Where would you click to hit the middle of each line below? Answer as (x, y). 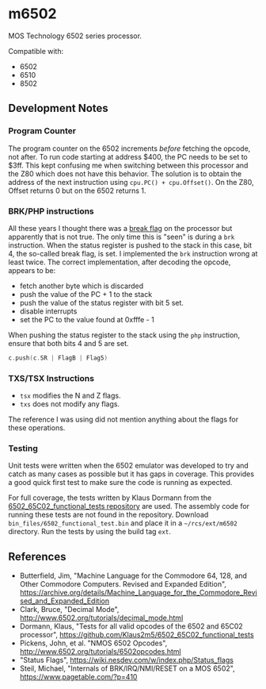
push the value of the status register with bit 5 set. (102, 302)
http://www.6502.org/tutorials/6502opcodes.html (100, 652)
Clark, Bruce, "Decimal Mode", (69, 610)
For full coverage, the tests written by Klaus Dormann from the (110, 498)
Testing (23, 448)
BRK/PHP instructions (51, 211)
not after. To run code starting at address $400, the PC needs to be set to (128, 156)
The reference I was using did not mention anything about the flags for (123, 420)
